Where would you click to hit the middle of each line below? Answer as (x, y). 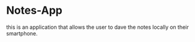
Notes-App (34, 10)
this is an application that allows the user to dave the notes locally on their (97, 27)
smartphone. (22, 33)
